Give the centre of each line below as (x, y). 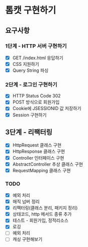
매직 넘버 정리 (26, 202)
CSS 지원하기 (26, 64)
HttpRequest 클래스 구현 (37, 145)
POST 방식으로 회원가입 (36, 102)
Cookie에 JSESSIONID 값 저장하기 (47, 108)
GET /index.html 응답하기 (38, 58)
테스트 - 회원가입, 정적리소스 (40, 220)
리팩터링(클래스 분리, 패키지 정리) (45, 208)
